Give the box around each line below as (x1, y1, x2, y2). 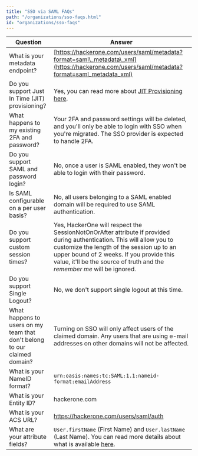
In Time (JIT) (9, 95, 45, 103)
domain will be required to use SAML (54, 201, 156, 209)
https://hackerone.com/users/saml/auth (54, 412, 164, 421)
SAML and (9, 165, 38, 174)
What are (9, 425, 34, 434)
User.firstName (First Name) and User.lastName (54, 425, 186, 434)
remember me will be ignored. (54, 265, 137, 274)
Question (15, 38, 42, 46)
